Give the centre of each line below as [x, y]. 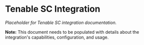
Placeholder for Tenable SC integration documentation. [61, 22]
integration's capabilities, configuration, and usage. [57, 37]
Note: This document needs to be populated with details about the [72, 32]
